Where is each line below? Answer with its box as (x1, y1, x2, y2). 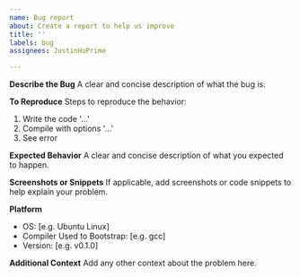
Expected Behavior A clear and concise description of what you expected (9, 150, 284, 161)
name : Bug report (9, 13, 75, 22)
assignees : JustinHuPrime (9, 47, 106, 56)
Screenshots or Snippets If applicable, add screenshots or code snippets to (9, 177, 292, 188)
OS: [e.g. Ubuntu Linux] (22, 221, 110, 232)
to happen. (9, 160, 49, 170)
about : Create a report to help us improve (9, 22, 175, 30)
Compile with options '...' (22, 123, 114, 134)
